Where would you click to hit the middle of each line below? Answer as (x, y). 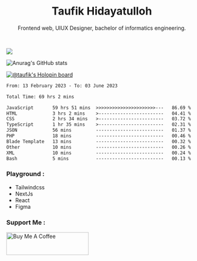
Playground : (25, 174)
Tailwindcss (30, 187)
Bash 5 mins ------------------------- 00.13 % (98, 158)
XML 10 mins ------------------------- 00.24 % (98, 153)
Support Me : (26, 222)
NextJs (24, 194)
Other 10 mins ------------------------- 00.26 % (98, 147)
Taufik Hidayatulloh (102, 11)
